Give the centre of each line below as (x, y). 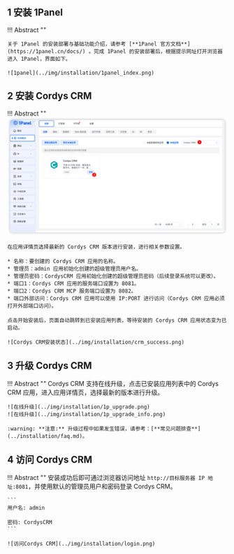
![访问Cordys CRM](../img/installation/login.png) (81, 544)
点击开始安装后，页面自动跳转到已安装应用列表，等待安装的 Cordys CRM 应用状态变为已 (117, 320)
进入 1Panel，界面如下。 (39, 59)
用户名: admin (26, 508)
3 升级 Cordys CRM (50, 365)
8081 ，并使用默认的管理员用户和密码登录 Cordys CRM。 (96, 486)
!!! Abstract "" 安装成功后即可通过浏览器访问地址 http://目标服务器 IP (106, 477)
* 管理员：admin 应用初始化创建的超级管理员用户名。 (74, 269)
